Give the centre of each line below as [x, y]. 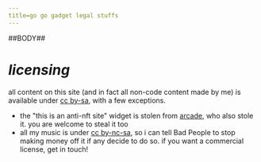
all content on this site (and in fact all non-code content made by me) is [125, 92]
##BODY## [27, 38]
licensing [39, 70]
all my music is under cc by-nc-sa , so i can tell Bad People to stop [127, 132]
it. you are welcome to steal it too [74, 124]
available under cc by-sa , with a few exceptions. [87, 100]
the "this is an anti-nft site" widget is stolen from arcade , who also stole [136, 115]
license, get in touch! [54, 149]
